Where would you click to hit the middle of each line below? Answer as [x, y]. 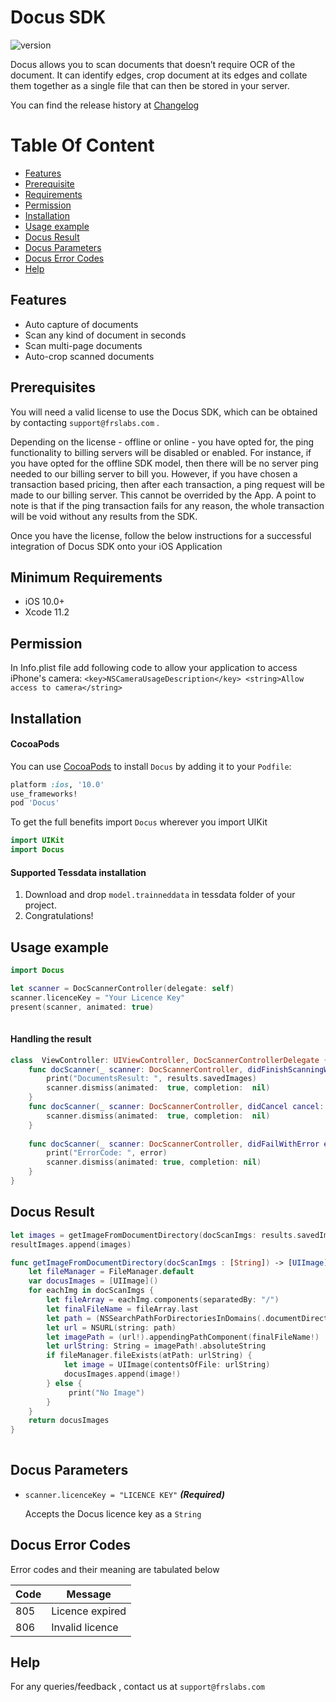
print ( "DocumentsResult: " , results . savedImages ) [151, 1079]
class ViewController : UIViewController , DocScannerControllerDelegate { [169, 1060]
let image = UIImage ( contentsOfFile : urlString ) [167, 1365]
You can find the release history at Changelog [105, 105]
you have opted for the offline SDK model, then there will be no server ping [164, 463]
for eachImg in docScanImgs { [91, 1291]
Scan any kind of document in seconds [105, 335]
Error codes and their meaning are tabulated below [115, 1569]
